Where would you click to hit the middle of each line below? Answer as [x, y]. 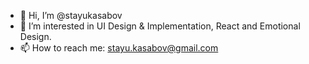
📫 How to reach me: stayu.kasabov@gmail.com [119, 48]
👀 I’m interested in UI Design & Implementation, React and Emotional [160, 26]
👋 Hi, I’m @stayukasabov [71, 15]
